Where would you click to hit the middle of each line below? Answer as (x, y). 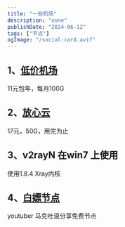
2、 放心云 (29, 113)
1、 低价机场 (33, 70)
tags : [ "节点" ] (28, 33)
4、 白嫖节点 (34, 197)
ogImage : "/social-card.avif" (52, 40)
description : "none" (38, 20)
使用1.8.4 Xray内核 (34, 174)
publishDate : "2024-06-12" (47, 27)
